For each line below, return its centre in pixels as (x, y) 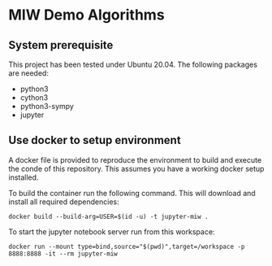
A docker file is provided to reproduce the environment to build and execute (135, 159)
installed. (24, 177)
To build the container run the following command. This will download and (132, 193)
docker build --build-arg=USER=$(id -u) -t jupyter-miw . (108, 216)
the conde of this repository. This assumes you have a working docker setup (136, 168)
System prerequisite (61, 45)
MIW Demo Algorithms (86, 15)
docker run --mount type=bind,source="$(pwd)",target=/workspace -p (127, 246)
